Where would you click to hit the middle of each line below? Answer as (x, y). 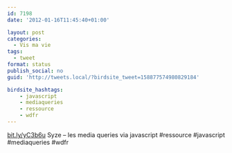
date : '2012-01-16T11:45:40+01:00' (59, 20)
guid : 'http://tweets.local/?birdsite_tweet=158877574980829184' (103, 77)
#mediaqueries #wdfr (38, 142)
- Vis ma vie (32, 45)
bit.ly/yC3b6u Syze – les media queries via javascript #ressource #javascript (116, 134)
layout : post (26, 32)
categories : (24, 39)
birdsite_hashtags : (35, 90)
